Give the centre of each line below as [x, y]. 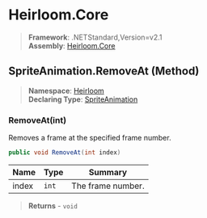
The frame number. [108, 186]
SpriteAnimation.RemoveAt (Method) [104, 71]
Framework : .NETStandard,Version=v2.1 [95, 37]
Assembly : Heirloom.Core [72, 45]
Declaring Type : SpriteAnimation [83, 99]
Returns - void [53, 205]
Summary [108, 172]
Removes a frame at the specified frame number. [90, 138]
